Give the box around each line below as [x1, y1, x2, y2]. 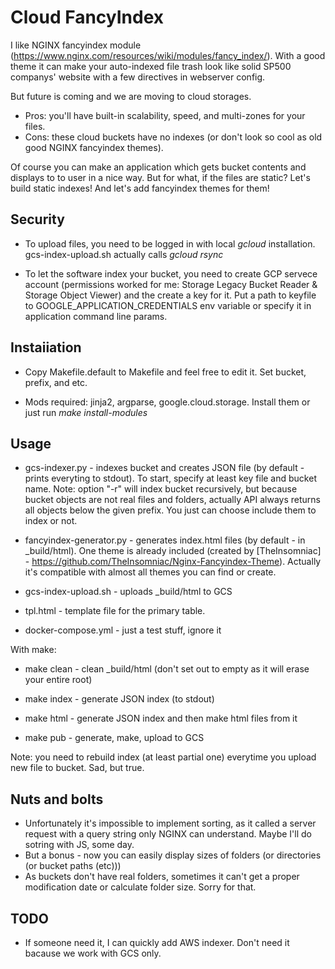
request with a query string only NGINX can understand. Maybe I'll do [24, 828, 312, 840]
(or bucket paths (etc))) [24, 860, 122, 872]
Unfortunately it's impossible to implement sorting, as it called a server [24, 817, 317, 830]
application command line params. [24, 310, 168, 322]
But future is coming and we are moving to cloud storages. [10, 90, 252, 102]
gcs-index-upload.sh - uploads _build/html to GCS [24, 586, 233, 598]
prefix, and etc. [24, 376, 88, 388]
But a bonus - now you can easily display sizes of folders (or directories [24, 849, 322, 861]
